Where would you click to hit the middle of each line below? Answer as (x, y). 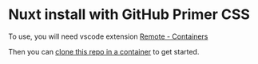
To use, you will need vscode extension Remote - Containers (108, 36)
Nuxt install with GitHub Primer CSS (129, 15)
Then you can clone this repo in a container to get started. (104, 51)
